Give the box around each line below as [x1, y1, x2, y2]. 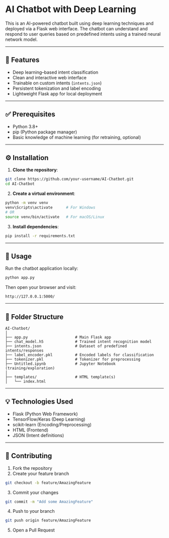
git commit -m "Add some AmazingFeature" [5, 499, 94, 504]
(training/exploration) [5, 366, 55, 371]
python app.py [5, 275, 35, 280]
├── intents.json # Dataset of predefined [5, 344, 127, 349]
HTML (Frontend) [12, 427, 49, 433]
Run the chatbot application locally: [5, 265, 78, 271]
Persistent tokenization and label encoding [12, 85, 101, 91]
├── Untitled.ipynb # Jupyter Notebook [5, 361, 116, 366]
